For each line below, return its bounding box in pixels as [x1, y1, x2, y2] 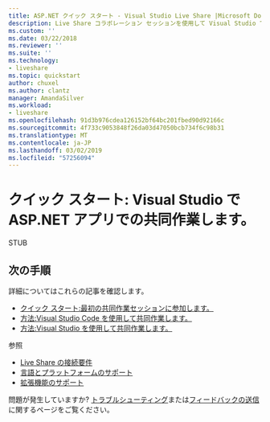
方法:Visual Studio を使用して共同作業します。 [19, 323, 173, 333]
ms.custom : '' [8, 27, 56, 35]
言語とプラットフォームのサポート [19, 367, 133, 377]
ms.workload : [8, 101, 52, 109]
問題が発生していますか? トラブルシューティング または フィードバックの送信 [8, 395, 260, 404]
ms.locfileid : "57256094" [8, 154, 95, 162]
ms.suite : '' [8, 49, 52, 57]
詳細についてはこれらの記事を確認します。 [8, 286, 149, 296]
